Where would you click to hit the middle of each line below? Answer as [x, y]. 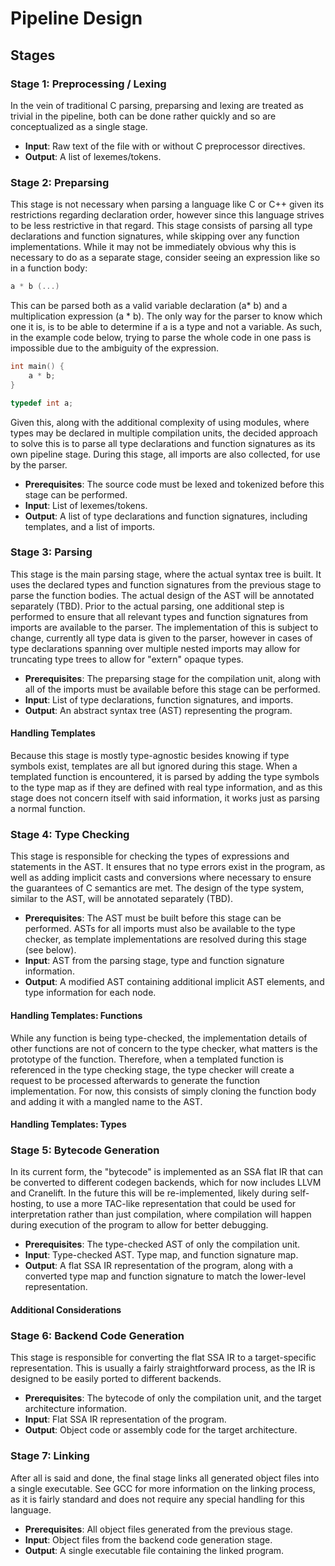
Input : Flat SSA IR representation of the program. [125, 1419]
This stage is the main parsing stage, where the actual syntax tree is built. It [166, 574]
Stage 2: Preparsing [60, 182]
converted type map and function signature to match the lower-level [165, 1276]
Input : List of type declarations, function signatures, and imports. [159, 699]
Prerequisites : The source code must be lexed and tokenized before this [174, 484]
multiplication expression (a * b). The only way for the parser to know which [166, 316]
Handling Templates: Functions [76, 1015]
